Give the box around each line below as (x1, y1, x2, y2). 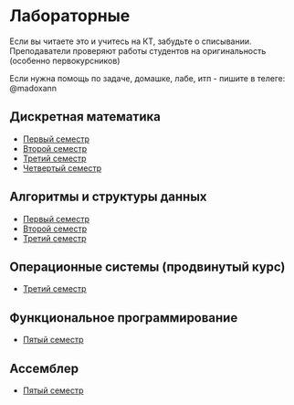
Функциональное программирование (9, 310, 238, 325)
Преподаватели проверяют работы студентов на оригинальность (9, 45, 267, 56)
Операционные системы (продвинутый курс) (9, 259, 286, 274)
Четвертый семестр (22, 162, 102, 174)
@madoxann (9, 82, 58, 93)
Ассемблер (9, 360, 79, 376)
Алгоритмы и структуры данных (9, 189, 207, 205)
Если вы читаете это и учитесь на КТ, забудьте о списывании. (9, 36, 252, 47)
